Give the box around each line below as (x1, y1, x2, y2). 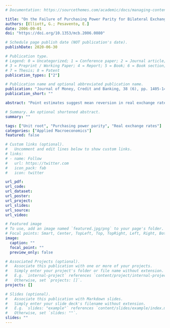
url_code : (5, 184, 26, 189)
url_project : (5, 198, 33, 203)
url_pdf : (5, 179, 24, 185)
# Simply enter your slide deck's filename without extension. (5, 301, 146, 306)
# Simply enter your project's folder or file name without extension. (5, 268, 164, 274)
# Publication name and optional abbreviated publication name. (5, 82, 144, 87)
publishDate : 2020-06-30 (5, 45, 58, 50)
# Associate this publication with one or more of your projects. (5, 264, 153, 269)
